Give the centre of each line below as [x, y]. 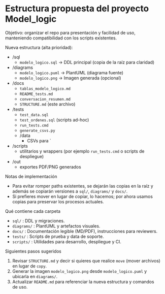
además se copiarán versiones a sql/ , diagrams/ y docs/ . [70, 191]
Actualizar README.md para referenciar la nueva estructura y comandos [83, 282]
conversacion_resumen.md [45, 99]
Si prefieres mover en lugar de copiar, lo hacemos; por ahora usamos [82, 196]
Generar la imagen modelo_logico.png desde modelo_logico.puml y [79, 271]
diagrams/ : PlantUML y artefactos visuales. [56, 226]
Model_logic [31, 19]
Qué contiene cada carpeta [33, 211]
